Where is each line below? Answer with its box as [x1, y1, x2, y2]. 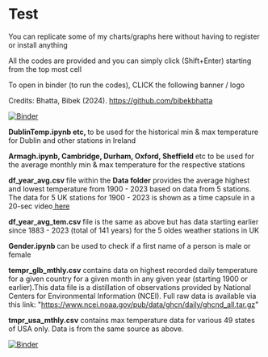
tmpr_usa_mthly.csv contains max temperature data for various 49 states [8, 315, 256, 325]
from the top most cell [8, 64, 82, 73]
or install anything [8, 40, 68, 49]
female [8, 250, 31, 259]
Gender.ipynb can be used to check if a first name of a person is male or [8, 241, 251, 250]
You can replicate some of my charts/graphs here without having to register [8, 31, 260, 41]
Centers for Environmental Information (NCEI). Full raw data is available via [8, 291, 257, 300]
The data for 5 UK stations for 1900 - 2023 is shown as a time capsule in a [8, 192, 256, 202]
